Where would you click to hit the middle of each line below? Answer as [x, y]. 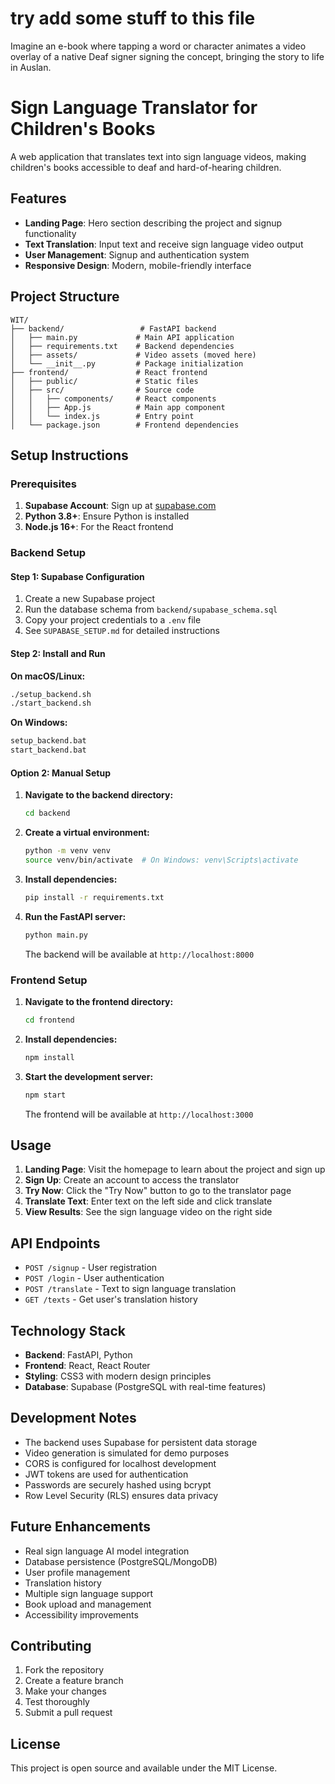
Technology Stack [68, 1330]
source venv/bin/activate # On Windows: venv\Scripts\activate [161, 860]
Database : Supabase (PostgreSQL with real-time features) [145, 1386]
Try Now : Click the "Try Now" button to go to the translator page [158, 1191]
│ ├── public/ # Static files [104, 381]
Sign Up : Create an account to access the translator [132, 1180]
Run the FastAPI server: [75, 916]
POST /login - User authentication [94, 1278]
